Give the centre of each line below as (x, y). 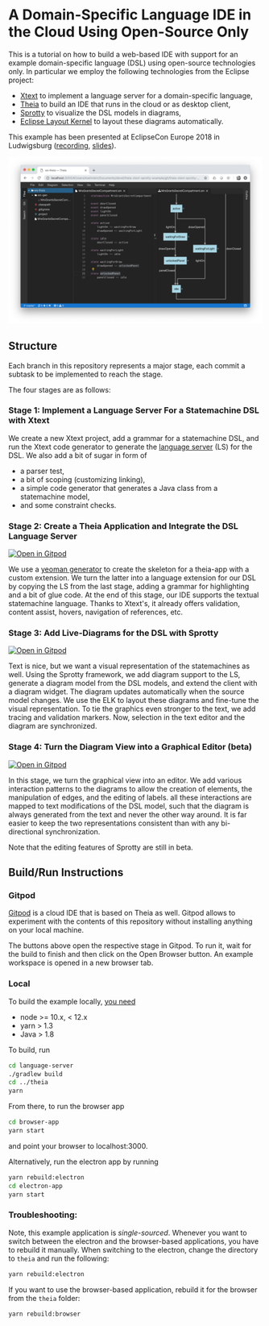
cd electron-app (35, 1186)
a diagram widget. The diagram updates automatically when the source (126, 692)
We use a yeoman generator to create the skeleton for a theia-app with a (129, 569)
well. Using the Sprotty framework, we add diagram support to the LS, (124, 675)
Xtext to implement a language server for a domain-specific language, (137, 95)
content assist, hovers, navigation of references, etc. (96, 612)
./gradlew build (35, 1074)
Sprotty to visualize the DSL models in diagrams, (100, 112)
